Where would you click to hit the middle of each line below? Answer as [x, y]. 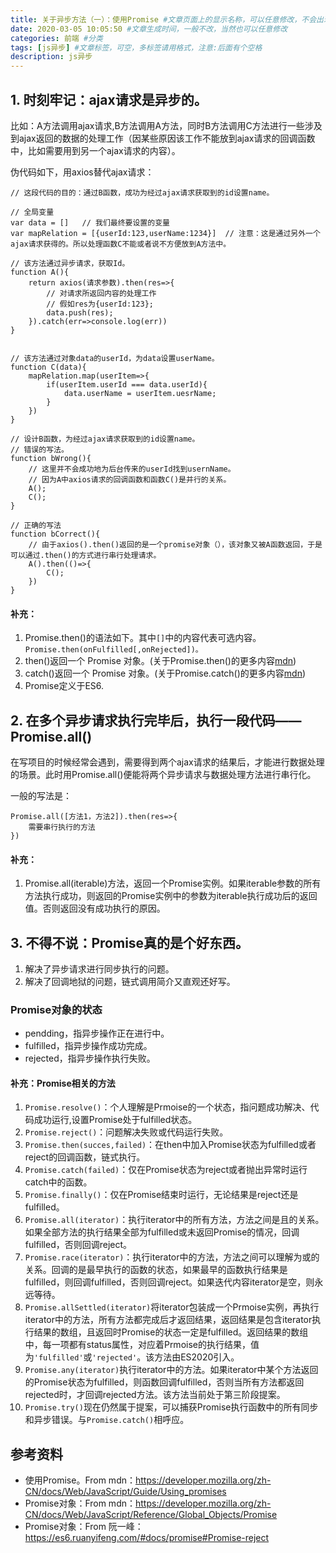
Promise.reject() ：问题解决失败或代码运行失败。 [126, 1132]
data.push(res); [80, 312]
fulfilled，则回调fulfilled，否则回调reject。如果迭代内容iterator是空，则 [169, 1282]
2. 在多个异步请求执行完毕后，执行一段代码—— [156, 720]
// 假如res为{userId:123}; [100, 304]
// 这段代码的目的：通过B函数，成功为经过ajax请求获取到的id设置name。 [142, 192]
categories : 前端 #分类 [56, 38]
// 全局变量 [32, 212]
